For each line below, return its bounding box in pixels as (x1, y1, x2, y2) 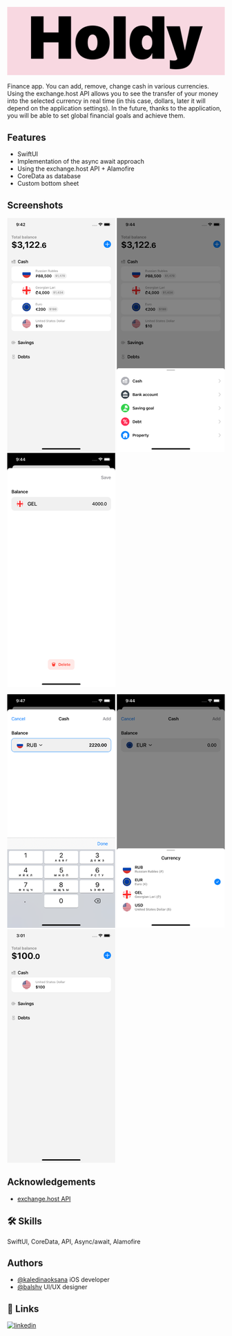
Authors (7, 1257, 43, 1269)
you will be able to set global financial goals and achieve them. (7, 111, 185, 120)
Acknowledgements (7, 1176, 96, 1188)
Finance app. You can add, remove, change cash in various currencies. (7, 82, 209, 90)
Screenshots (7, 199, 64, 211)
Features (7, 131, 46, 143)
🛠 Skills (7, 1216, 43, 1228)
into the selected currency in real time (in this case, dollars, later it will (7, 97, 206, 105)
